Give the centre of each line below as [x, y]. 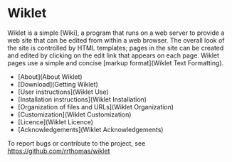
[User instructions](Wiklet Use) [63, 92]
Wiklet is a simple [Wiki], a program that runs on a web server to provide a [116, 33]
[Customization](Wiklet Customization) [74, 114]
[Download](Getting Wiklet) [58, 84]
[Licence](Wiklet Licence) [56, 121]
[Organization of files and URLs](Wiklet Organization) [96, 107]
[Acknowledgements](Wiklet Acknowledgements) [90, 129]
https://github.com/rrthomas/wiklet [59, 151]
